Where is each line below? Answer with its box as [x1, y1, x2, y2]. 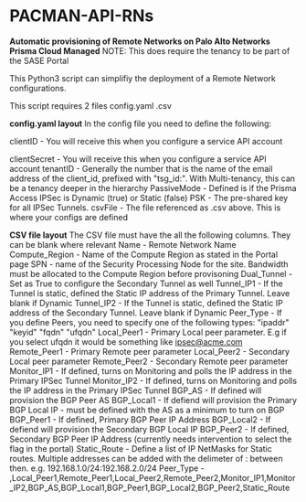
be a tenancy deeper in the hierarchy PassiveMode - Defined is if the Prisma [9, 182, 297, 193]
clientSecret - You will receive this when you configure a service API [9, 153, 267, 165]
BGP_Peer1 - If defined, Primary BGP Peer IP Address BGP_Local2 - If [9, 413, 271, 425]
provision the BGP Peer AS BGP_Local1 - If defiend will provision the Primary [9, 394, 298, 405]
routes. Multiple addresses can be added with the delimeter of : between [9, 453, 283, 464]
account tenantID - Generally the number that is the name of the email [9, 163, 273, 174]
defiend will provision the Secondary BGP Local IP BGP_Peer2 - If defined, [9, 423, 290, 434]
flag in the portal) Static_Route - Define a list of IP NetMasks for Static [9, 443, 272, 454]
